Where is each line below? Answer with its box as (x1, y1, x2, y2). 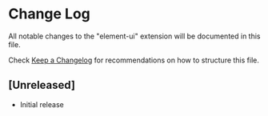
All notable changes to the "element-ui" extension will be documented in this (8, 31, 261, 41)
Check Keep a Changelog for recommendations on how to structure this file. (8, 55, 260, 65)
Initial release (19, 99, 64, 109)
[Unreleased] (8, 78, 76, 92)
